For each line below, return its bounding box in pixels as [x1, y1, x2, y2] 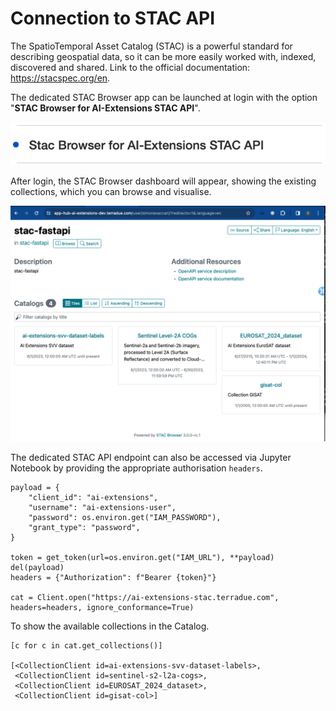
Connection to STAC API [10, 7, 216, 30]
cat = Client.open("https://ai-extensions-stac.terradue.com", [10, 592, 280, 602]
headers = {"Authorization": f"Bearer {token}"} [10, 572, 217, 582]
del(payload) [10, 562, 65, 572]
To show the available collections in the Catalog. [10, 620, 210, 632]
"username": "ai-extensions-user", [28, 502, 177, 512]
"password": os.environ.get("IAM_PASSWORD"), [28, 512, 222, 522]
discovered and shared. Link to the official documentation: [10, 61, 251, 73]
